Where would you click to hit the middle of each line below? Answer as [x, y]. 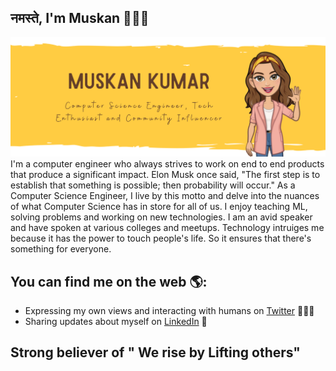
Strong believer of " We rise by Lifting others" [155, 352]
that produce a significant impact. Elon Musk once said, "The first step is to [165, 175]
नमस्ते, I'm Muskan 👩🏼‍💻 [80, 18]
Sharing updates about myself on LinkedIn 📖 [116, 322]
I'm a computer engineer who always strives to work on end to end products [167, 164]
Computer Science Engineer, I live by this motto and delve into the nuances [165, 196]
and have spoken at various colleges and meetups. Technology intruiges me [167, 228]
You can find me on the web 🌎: [109, 281]
